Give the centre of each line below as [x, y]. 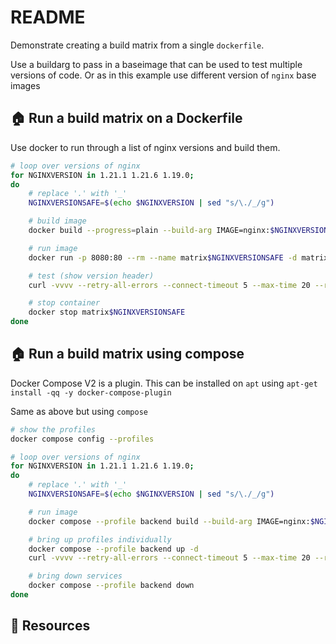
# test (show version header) [91, 276]
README [48, 17]
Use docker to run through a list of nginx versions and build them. [145, 147]
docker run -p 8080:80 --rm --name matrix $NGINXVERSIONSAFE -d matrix [178, 257]
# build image [57, 221]
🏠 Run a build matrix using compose [127, 354]
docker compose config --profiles [82, 439]
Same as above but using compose [79, 411]
